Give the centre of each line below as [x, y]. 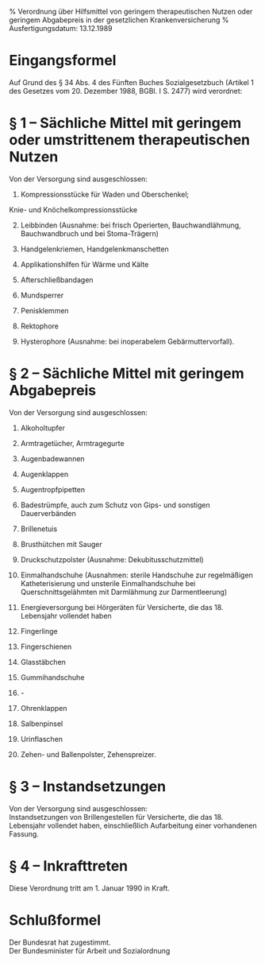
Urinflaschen [41, 739]
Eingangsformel [63, 61]
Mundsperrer [42, 295]
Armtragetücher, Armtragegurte [73, 443]
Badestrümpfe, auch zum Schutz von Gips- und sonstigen [115, 505]
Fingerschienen [46, 647]
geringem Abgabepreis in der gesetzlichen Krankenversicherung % [119, 20]
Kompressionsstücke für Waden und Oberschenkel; [105, 194]
